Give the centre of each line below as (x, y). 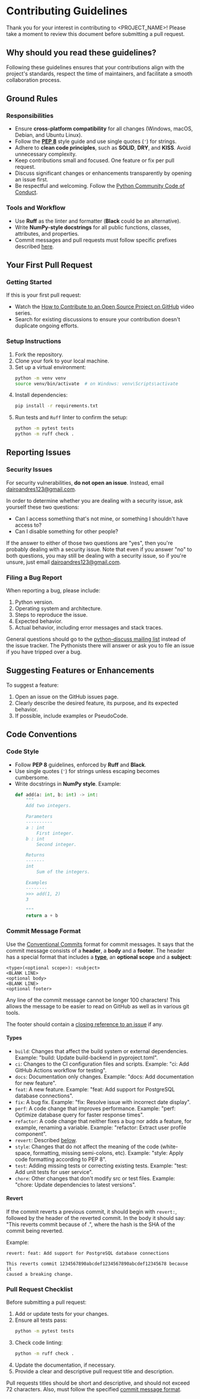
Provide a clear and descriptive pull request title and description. (94, 1371)
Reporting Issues (39, 453)
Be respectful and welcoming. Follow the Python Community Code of (100, 186)
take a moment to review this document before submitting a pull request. (96, 34)
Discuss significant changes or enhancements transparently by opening (103, 173)
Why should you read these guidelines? (81, 53)
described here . (34, 246)
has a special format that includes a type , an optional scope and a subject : (99, 957)
